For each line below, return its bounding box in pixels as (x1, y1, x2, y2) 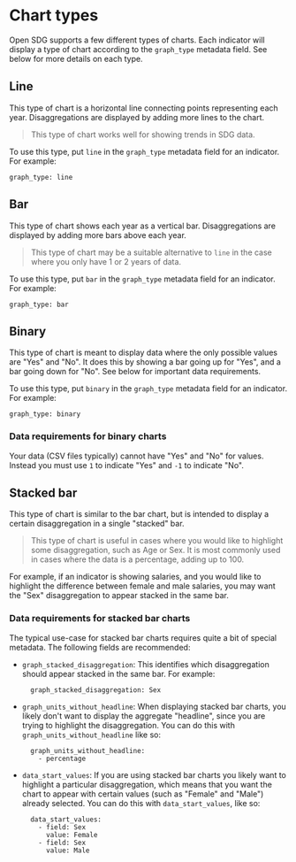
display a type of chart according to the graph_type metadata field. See (9, 43, 268, 54)
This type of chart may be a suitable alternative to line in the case (30, 247, 272, 258)
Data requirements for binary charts (9, 430, 167, 443)
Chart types (9, 5, 99, 26)
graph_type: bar (9, 300, 69, 309)
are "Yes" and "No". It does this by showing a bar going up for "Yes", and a (9, 357, 281, 367)
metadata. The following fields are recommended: (9, 642, 191, 652)
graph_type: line (9, 173, 73, 181)
